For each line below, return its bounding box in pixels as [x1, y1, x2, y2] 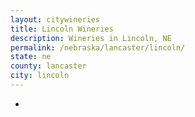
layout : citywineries [10, 14, 101, 25]
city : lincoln [10, 71, 70, 81]
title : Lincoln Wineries [10, 24, 114, 34]
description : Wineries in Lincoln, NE [10, 33, 172, 43]
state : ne [10, 52, 52, 62]
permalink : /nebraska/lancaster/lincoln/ [10, 42, 186, 53]
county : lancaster [10, 61, 87, 71]
